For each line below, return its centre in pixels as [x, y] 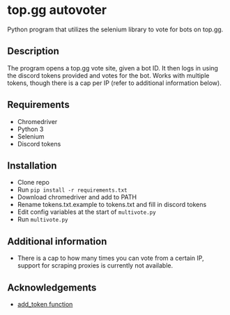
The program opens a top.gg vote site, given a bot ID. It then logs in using [113, 68]
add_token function [45, 304]
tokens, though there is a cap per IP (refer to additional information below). [114, 83]
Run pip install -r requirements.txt [72, 190]
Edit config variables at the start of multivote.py [86, 212]
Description [33, 51]
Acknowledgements [52, 287]
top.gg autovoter [57, 10]
